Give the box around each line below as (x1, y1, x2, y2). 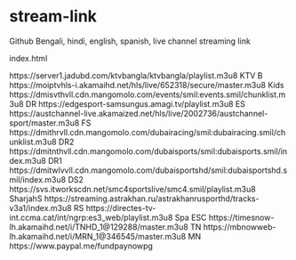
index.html (9, 53, 48, 63)
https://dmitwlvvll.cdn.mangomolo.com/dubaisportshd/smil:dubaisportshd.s (9, 165, 288, 175)
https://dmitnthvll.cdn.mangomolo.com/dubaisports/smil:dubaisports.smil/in (9, 145, 288, 157)
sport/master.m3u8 (9, 118, 80, 128)
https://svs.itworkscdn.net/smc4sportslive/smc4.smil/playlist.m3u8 (9, 183, 256, 194)
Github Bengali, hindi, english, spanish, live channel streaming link (9, 36, 251, 46)
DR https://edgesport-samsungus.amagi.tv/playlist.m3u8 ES (25, 98, 246, 109)
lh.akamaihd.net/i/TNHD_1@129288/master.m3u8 (9, 221, 188, 232)
